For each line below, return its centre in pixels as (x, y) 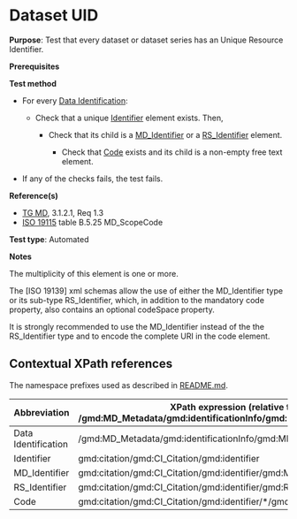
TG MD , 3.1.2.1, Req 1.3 (63, 212)
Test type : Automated (49, 239)
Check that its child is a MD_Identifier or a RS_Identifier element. (165, 134)
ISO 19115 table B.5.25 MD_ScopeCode (92, 222)
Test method (33, 83)
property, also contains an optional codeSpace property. (112, 309)
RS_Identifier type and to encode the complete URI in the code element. (140, 336)
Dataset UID (54, 15)
